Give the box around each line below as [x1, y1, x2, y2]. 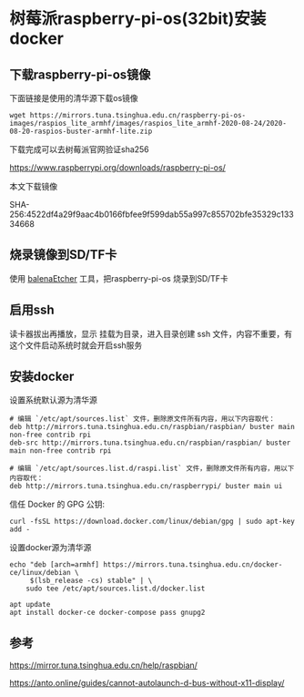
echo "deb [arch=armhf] [9, 560, 100, 569]
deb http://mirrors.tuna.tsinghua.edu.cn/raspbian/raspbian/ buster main [9, 423, 296, 432]
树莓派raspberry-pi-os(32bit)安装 [9, 8, 267, 29]
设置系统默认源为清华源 [9, 395, 97, 405]
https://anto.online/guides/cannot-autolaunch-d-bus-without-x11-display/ [9, 678, 285, 689]
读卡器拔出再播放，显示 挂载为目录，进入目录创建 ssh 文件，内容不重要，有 [9, 328, 293, 339]
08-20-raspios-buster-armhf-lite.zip [9, 127, 153, 136]
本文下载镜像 [9, 181, 57, 191]
